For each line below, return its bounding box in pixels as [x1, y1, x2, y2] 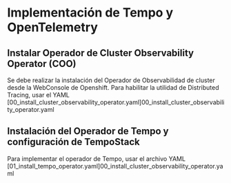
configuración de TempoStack [7, 136, 140, 148]
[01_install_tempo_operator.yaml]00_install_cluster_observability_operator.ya [7, 162, 223, 170]
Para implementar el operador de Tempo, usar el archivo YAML [7, 154, 186, 163]
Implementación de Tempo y [7, 5, 174, 21]
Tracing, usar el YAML [7, 91, 70, 99]
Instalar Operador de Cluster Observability [7, 47, 194, 59]
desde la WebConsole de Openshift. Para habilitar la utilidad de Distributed [7, 84, 219, 91]
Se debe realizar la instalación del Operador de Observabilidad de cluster [7, 76, 216, 84]
